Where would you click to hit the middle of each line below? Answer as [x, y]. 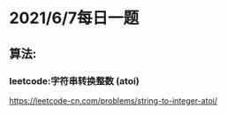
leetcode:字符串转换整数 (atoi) [74, 80]
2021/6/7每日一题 [74, 18]
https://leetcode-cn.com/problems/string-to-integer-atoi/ [113, 100]
